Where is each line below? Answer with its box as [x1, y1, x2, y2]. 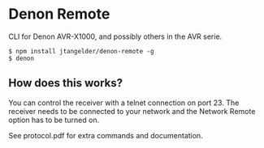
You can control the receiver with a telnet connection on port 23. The [8, 98, 240, 108]
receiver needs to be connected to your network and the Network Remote [8, 106, 256, 116]
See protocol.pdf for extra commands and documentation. [8, 130, 203, 140]
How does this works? [8, 76, 123, 90]
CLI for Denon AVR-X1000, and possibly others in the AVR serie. [8, 32, 223, 41]
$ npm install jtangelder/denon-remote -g [8, 47, 154, 55]
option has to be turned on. [8, 115, 100, 125]
